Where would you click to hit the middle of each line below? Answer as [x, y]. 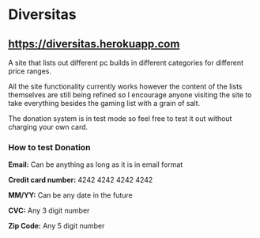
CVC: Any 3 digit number [49, 210]
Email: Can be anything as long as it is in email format [96, 164]
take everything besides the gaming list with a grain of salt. [104, 103]
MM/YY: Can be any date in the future [70, 195]
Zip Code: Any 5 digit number [57, 226]
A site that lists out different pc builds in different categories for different [126, 62]
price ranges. [30, 71]
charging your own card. [48, 127]
